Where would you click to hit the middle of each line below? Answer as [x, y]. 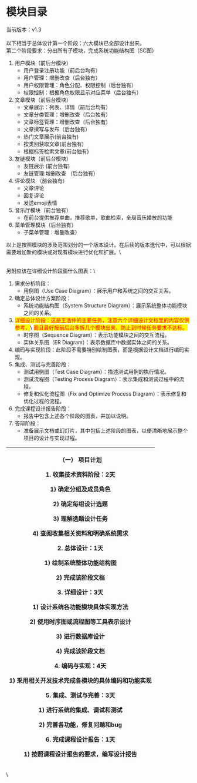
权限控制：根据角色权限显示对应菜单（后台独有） [82, 92]
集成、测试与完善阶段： [43, 364]
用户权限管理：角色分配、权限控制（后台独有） [80, 85]
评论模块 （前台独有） [41, 181]
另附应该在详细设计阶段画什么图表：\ [51, 271]
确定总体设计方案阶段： [43, 298]
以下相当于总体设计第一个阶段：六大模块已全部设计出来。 [75, 43]
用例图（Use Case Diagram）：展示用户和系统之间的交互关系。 [98, 291]
